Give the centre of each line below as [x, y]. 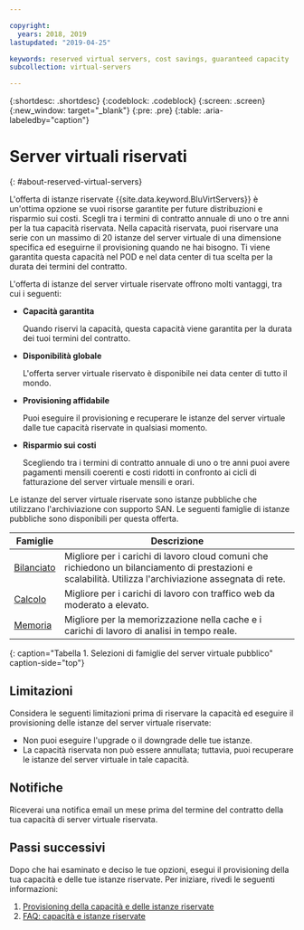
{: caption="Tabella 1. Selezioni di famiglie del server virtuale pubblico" [141, 653]
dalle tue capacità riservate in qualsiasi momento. [115, 428]
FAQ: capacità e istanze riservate [84, 916]
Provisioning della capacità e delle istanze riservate [118, 906]
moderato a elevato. [107, 605]
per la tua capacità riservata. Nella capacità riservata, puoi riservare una [144, 228]
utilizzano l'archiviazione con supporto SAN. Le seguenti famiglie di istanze [150, 509]
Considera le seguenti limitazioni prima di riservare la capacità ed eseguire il [152, 713]
